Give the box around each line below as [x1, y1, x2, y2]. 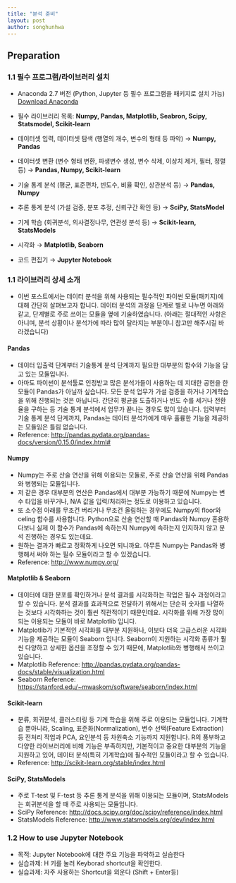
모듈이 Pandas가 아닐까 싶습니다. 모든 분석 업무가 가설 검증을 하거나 [17, 387, 205, 396]
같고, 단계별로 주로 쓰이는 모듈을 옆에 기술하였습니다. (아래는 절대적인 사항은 [17, 310, 227, 318]
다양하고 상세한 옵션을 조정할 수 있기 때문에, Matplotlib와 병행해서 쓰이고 [25, 643, 225, 652]
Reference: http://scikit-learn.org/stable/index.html [17, 759, 166, 767]
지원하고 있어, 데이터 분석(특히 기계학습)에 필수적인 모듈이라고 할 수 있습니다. [17, 750, 229, 759]
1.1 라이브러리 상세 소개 [7, 274, 81, 284]
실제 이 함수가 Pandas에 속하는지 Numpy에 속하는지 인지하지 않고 [36, 523, 218, 532]
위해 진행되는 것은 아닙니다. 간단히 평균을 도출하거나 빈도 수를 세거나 [25, 396, 213, 404]
